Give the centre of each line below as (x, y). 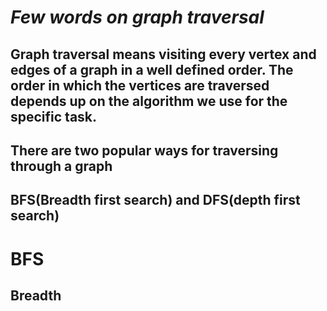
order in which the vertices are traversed (140, 85)
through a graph (61, 166)
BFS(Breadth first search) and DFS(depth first (155, 200)
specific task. (54, 116)
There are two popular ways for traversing (144, 150)
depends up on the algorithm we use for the (149, 101)
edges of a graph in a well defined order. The (152, 69)
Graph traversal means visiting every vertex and (163, 54)
